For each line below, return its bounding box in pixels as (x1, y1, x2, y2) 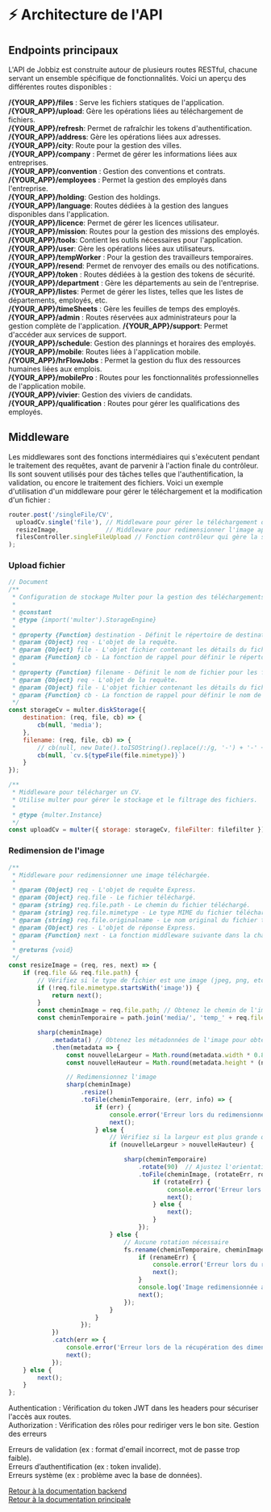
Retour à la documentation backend (8, 1486, 127, 1496)
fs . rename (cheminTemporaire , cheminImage (123, 1246, 265, 1254)
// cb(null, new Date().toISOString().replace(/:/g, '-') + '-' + (37, 743, 265, 752)
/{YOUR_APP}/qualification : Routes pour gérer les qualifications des (8, 399, 240, 408)
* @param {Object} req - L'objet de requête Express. (11, 886, 197, 894)
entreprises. (8, 158, 48, 167)
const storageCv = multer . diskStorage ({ (8, 706, 147, 714)
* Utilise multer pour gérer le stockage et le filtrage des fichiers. (11, 795, 258, 804)
